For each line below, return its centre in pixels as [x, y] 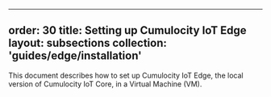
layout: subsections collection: [88, 43]
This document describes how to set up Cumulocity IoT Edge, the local [126, 75]
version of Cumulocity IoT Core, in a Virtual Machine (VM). [105, 84]
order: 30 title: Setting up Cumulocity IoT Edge [128, 30]
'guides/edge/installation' [75, 56]
